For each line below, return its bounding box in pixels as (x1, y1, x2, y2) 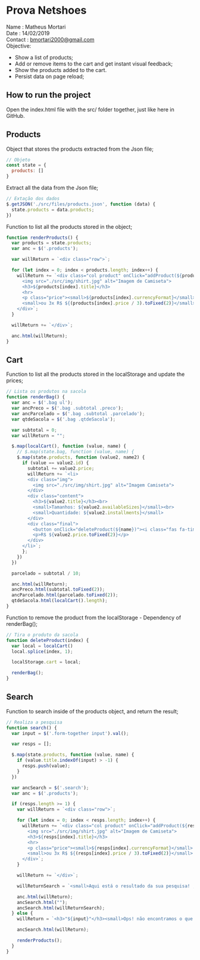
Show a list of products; (14, 54, 73, 61)
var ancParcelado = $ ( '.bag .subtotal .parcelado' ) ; (11, 410, 145, 417)
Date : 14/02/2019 (6, 29, 50, 36)
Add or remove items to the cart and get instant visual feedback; (14, 60, 173, 67)
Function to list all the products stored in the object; (6, 223, 133, 230)
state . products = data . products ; (11, 207, 95, 213)
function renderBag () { (6, 394, 65, 400)
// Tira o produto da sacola (6, 632, 79, 638)
